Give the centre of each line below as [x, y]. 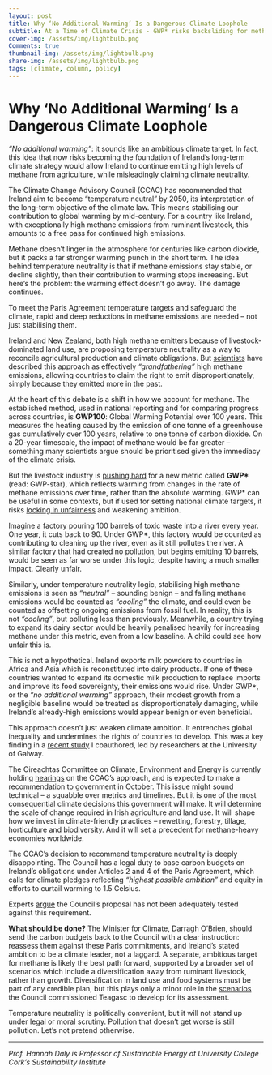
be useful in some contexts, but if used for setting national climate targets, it [135, 501]
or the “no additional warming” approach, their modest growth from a [125, 695]
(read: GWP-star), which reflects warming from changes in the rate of [124, 484]
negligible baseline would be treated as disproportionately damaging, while [134, 703]
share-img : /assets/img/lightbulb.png [74, 62]
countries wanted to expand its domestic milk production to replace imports [134, 677]
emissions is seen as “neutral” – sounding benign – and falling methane [127, 593]
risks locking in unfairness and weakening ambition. [95, 510]
